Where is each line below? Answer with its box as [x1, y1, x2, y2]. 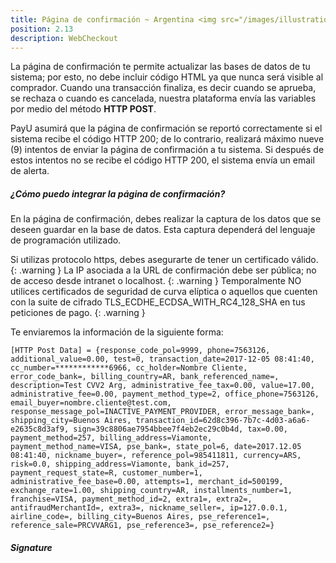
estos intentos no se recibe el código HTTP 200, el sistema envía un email [10, 154, 315, 166]
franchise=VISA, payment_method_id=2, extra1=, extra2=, [10, 494, 253, 505]
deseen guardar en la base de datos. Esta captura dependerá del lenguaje [10, 224, 316, 236]
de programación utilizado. [10, 234, 122, 246]
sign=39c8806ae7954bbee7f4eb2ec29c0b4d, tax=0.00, [73, 424, 288, 435]
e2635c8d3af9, [10, 424, 70, 435]
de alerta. [10, 165, 50, 177]
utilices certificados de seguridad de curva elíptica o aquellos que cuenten [10, 286, 318, 298]
